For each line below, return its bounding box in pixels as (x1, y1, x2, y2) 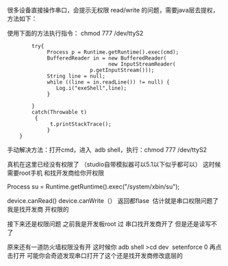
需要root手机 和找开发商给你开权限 (7, 169, 105, 177)
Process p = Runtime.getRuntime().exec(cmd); (47, 49, 179, 56)
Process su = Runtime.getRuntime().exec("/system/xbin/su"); (7, 182, 180, 191)
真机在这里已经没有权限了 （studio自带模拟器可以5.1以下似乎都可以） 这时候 (7, 160, 221, 168)
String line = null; (47, 73, 106, 80)
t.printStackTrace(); (50, 121, 112, 128)
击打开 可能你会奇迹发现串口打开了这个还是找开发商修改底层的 (7, 252, 183, 259)
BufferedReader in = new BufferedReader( (47, 55, 167, 62)
